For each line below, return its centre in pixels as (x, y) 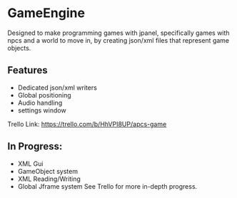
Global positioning (44, 95)
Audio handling (40, 103)
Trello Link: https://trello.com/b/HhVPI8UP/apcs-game (87, 124)
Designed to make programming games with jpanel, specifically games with (118, 33)
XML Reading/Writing (49, 179)
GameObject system (48, 171)
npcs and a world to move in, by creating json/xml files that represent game (118, 40)
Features (27, 70)
